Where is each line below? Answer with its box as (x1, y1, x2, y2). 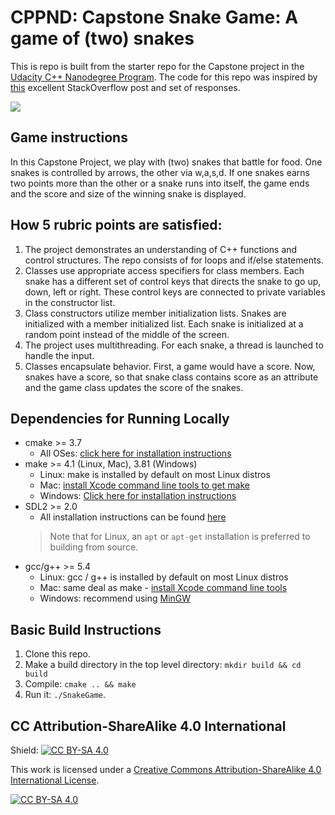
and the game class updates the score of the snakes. (24, 381, 244, 393)
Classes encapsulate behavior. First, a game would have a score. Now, (24, 360, 316, 372)
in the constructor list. (24, 296, 116, 308)
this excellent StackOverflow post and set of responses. (10, 81, 241, 93)
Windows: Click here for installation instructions (39, 490, 237, 502)
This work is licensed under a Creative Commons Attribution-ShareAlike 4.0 (10, 764, 322, 775)
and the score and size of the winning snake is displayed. (10, 187, 247, 200)
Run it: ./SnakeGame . (24, 689, 107, 701)
